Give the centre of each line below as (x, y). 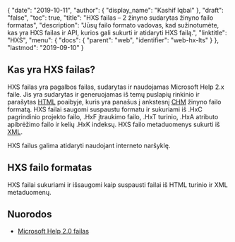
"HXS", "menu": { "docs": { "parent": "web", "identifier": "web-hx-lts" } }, (113, 40)
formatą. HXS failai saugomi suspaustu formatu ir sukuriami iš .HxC (105, 109)
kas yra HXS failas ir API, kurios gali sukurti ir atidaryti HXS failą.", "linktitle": (117, 32)
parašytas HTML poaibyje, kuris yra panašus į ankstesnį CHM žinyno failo (114, 102)
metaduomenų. (29, 192)
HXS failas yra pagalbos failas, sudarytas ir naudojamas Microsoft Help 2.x (116, 87)
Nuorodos (30, 214)
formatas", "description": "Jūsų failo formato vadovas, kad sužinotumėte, (113, 25)
